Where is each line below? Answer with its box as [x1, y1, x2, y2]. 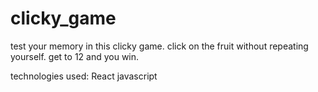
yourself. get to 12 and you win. [10, 50, 140, 62]
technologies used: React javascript [10, 70, 158, 82]
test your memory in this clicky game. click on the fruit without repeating [10, 40, 309, 52]
